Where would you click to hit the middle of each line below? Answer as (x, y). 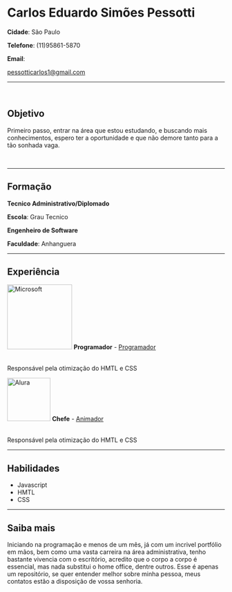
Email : (16, 58)
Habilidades (33, 468)
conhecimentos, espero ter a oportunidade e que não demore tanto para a (113, 138)
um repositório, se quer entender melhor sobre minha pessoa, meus (104, 574)
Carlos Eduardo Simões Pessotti (101, 13)
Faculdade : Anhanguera (42, 243)
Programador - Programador (115, 347)
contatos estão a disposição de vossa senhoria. (75, 581)
